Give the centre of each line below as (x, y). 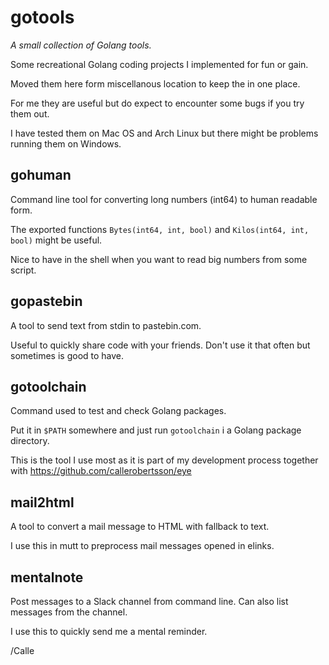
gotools (42, 17)
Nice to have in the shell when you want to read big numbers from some (159, 259)
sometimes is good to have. (67, 355)
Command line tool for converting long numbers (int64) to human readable (164, 199)
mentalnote (47, 577)
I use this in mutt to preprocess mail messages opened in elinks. (142, 546)
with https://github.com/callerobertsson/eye (101, 471)
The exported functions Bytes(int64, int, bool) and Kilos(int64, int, (160, 229)
